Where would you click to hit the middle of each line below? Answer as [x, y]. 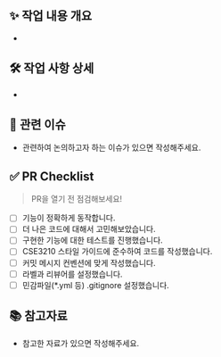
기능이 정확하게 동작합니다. [69, 218]
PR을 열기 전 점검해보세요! [77, 199]
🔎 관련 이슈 [38, 125]
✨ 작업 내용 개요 [51, 16]
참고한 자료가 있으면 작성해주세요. [81, 343]
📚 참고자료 [39, 316]
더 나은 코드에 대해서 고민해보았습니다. [89, 229]
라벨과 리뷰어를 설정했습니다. [72, 274]
